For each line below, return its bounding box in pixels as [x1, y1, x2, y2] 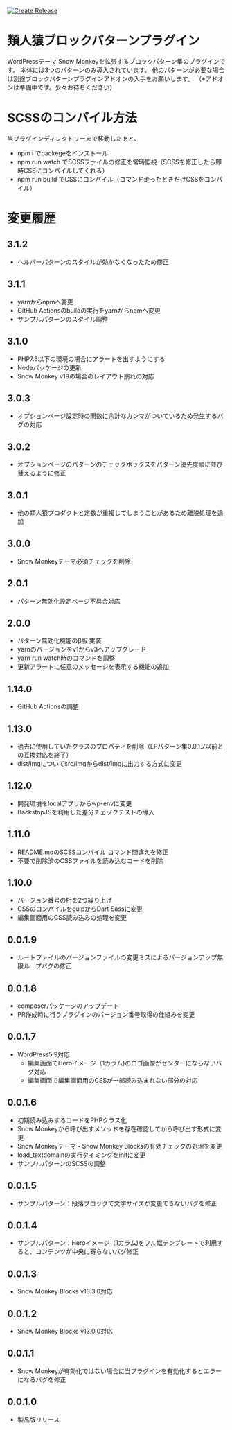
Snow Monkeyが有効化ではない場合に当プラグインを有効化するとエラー [17, 1366, 222, 1375]
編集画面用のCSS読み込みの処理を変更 [17, 914, 127, 922]
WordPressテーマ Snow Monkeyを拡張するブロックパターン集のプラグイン [7, 57, 220, 65]
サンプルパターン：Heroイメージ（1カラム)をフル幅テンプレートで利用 [17, 1239, 217, 1247]
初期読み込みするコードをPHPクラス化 [17, 1116, 127, 1124]
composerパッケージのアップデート [17, 1002, 119, 1010]
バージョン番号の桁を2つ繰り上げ [17, 896, 113, 905]
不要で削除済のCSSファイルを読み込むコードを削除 [17, 856, 163, 864]
